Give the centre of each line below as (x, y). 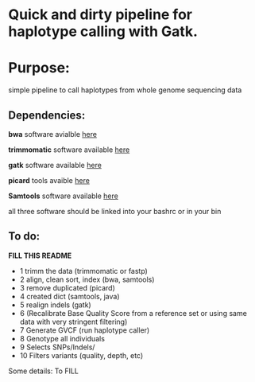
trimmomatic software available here (69, 150)
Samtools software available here (64, 196)
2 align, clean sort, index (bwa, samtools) (87, 279)
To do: (24, 236)
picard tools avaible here (49, 180)
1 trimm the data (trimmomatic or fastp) (84, 271)
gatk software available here (55, 165)
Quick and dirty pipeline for (100, 15)
